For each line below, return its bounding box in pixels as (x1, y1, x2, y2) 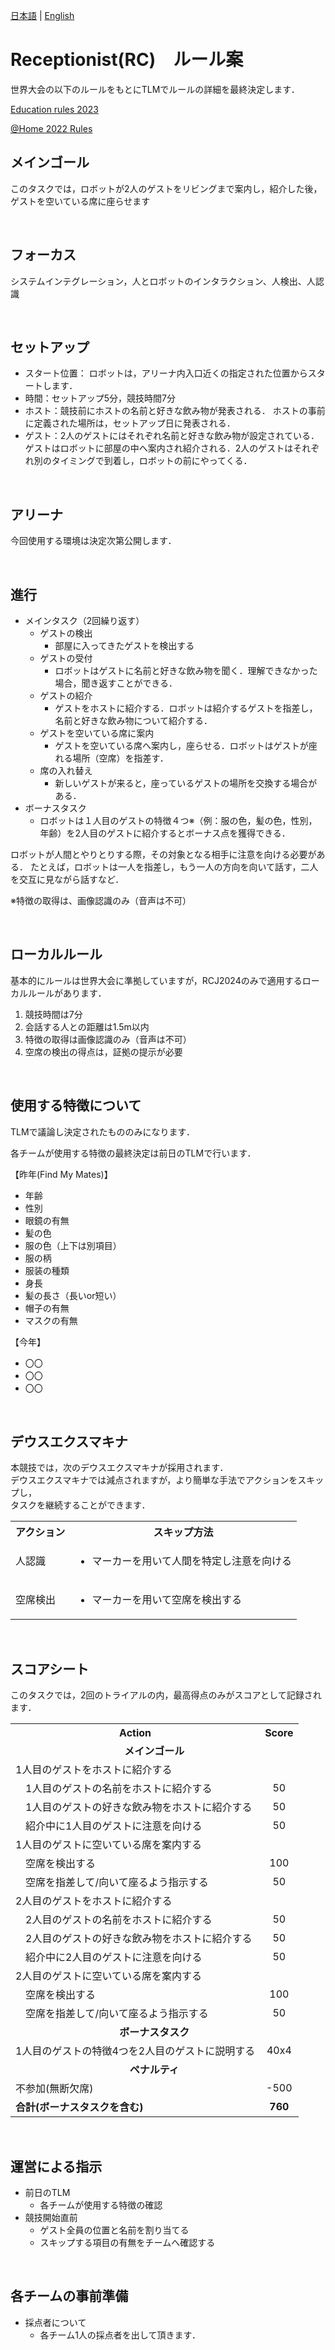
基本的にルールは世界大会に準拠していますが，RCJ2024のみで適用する (10, 974, 303, 986)
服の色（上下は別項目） (24, 1239, 122, 1251)
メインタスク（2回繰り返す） (24, 615, 145, 626)
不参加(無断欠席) (15, 2082, 94, 2096)
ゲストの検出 (39, 627, 93, 639)
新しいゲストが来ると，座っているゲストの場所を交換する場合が (54, 777, 318, 789)
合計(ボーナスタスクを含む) (15, 2100, 144, 2114)
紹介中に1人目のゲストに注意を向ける (25, 1819, 203, 1833)
